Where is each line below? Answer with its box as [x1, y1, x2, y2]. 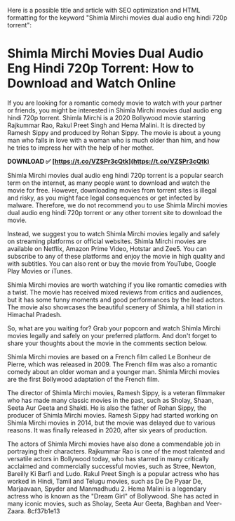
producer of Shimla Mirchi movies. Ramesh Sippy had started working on [7, 411, 219, 419]
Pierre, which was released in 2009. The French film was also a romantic [7, 360, 217, 368]
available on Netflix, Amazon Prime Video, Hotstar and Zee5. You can [7, 244, 207, 252]
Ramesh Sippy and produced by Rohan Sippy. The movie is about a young [7, 128, 221, 136]
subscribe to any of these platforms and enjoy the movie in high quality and [7, 252, 225, 260]
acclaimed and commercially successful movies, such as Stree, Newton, [7, 462, 216, 470]
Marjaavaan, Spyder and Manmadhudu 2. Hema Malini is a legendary [7, 484, 207, 493]
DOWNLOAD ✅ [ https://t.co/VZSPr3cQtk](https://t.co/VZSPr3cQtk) [7, 157, 210, 165]
